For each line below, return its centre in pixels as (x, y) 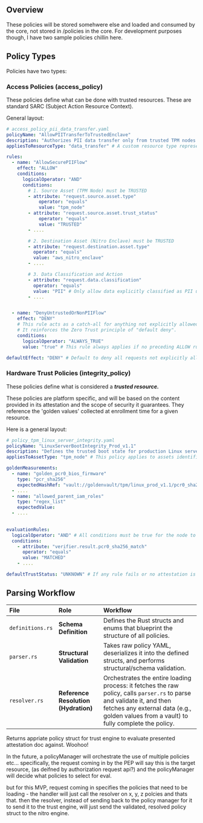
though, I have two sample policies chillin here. (64, 37)
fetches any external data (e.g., (147, 708)
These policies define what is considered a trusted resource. (82, 386)
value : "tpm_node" (62, 208)
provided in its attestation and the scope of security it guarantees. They (95, 404)
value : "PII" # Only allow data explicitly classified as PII (113, 291)
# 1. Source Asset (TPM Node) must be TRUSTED (88, 191)
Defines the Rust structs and (143, 620)
